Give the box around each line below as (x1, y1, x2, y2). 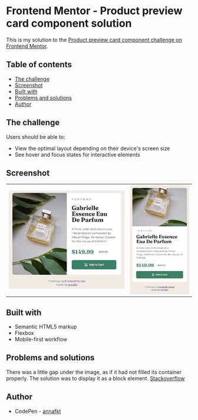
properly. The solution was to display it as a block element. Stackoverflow (6, 375, 185, 382)
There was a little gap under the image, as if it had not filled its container (6, 368, 182, 376)
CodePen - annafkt (14, 408, 61, 415)
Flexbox (14, 330, 34, 337)
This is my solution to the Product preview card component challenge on (6, 36, 183, 43)
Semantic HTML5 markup (14, 323, 77, 330)
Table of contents (6, 60, 72, 70)
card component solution (6, 17, 132, 30)
